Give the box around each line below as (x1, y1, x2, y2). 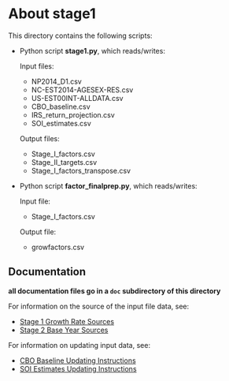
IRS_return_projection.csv (31, 110, 116, 119)
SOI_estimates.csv (31, 118, 92, 128)
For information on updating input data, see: (8, 340, 151, 349)
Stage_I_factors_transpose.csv (31, 166, 131, 175)
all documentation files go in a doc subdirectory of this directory (8, 286, 221, 296)
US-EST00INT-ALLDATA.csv (31, 93, 124, 103)
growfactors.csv (31, 242, 85, 252)
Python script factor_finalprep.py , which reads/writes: (19, 181, 198, 190)
